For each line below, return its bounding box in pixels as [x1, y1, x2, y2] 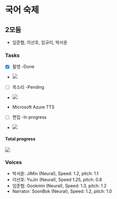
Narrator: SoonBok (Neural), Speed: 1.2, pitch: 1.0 [12, 188, 112, 194]
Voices [5, 159, 22, 166]
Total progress [5, 136, 36, 142]
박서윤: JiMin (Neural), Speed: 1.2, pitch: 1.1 [12, 170, 99, 176]
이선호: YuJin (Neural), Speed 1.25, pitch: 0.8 [12, 176, 102, 182]
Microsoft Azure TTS [12, 104, 55, 110]
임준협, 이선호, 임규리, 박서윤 [12, 40, 68, 45]
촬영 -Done [12, 64, 34, 70]
